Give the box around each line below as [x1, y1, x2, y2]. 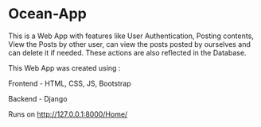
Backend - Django [8, 94, 68, 103]
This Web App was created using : [8, 63, 121, 72]
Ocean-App [8, 5, 88, 23]
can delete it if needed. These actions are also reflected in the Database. [8, 48, 247, 57]
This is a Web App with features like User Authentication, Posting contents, [8, 31, 255, 40]
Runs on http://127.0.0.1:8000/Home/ [8, 109, 128, 119]
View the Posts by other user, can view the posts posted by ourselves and [8, 39, 251, 48]
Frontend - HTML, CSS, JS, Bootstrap [8, 79, 131, 88]
